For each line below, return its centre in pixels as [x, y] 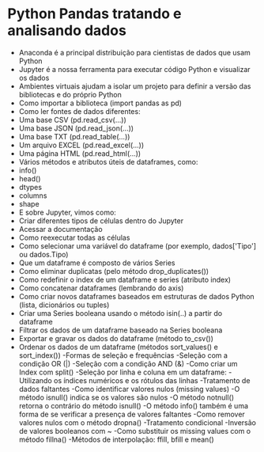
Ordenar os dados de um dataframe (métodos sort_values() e [118, 347]
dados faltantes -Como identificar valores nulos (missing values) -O [129, 389]
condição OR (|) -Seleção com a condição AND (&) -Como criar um [128, 363]
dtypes [30, 187]
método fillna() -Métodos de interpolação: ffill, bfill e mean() [116, 439]
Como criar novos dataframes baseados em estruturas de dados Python [136, 296]
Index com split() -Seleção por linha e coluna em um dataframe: [123, 372]
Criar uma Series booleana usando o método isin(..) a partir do [121, 313]
